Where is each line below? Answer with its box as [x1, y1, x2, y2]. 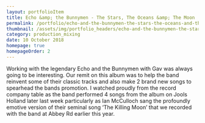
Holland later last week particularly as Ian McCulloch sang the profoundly [6, 97, 191, 104]
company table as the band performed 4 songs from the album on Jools [6, 90, 188, 98]
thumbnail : [6, 25, 34, 32]
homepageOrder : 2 [6, 48, 51, 55]
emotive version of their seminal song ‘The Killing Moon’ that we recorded [6, 104, 192, 111]
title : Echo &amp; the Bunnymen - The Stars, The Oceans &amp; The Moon [6, 15, 195, 21]
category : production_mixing [6, 32, 81, 38]
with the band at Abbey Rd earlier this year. [6, 110, 115, 117]
